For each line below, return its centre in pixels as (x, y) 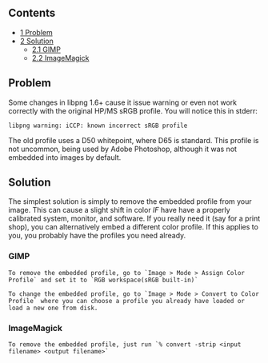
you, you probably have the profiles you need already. (97, 236)
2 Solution (36, 41)
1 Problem (36, 32)
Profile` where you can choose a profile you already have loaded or (127, 301)
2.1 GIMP (46, 49)
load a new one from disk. (53, 308)
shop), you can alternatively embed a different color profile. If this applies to (133, 227)
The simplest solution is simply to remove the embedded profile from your (130, 201)
